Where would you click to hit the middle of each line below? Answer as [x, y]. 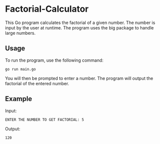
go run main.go [21, 69]
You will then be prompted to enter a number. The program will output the [79, 78]
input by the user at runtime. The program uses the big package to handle [80, 27]
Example [19, 99]
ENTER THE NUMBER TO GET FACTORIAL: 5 [45, 120]
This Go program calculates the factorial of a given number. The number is [80, 23]
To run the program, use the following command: [54, 60]
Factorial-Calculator [47, 9]
